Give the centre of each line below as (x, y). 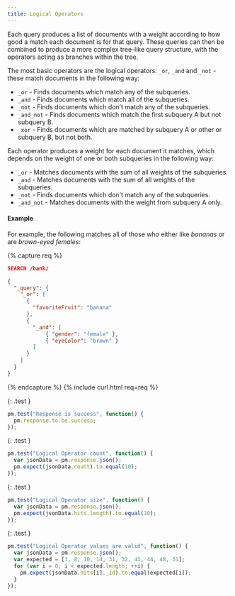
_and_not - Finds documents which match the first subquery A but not (119, 114)
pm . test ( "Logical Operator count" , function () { (80, 454)
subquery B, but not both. (55, 137)
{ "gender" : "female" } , (82, 334)
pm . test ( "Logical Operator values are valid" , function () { (98, 546)
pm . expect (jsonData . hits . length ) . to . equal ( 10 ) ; (85, 513)
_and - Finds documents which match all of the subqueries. (103, 99)
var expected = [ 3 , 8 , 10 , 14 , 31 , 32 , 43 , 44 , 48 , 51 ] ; (99, 560)
